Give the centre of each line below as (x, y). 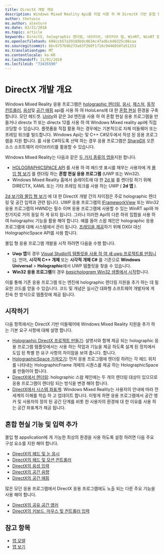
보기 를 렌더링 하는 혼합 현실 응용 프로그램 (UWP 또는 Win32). (82, 174)
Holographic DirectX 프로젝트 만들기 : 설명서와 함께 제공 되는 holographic (83, 340)
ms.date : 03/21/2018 (26, 28)
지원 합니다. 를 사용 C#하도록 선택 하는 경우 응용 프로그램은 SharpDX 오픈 (84, 141)
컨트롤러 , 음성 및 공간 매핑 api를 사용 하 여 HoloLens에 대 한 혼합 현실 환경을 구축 (82, 110)
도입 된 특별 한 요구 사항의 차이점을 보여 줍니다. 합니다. (64, 352)
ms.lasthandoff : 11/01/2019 (34, 60)
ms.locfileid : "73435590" (31, 64)
